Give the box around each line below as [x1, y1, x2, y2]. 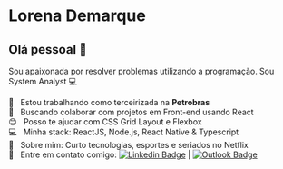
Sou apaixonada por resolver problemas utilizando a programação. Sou [8, 65, 275, 76]
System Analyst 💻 [8, 76, 78, 86]
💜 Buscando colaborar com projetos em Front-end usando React [8, 106, 255, 117]
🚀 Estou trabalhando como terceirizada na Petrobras [8, 97, 210, 107]
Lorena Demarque [8, 5, 146, 26]
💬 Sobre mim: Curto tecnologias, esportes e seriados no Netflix [8, 140, 249, 150]
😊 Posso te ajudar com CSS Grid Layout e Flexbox [8, 116, 202, 127]
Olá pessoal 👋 [8, 42, 88, 57]
